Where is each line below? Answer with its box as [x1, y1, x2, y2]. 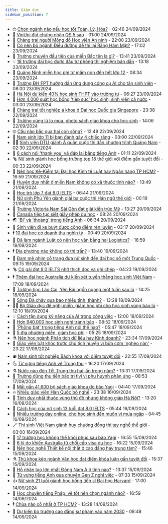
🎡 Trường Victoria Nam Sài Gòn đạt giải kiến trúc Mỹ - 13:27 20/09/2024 [12, 206, 162, 212]
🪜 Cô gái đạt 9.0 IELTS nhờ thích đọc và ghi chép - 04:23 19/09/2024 [12, 266, 157, 272]
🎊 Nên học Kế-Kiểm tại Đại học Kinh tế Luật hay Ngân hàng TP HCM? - [12, 168, 159, 174]
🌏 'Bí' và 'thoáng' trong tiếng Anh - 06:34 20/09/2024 [12, 217, 126, 223]
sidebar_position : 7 [5, 12, 49, 17]
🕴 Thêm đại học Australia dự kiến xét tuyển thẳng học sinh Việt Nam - [12, 274, 155, 280]
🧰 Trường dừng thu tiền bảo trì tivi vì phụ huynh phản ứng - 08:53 [12, 373, 148, 379]
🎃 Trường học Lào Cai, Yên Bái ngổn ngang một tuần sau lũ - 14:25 [12, 286, 150, 292]
